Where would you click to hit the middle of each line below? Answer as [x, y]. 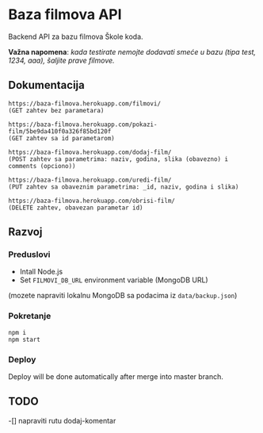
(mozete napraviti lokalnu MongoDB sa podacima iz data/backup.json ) [123, 296]
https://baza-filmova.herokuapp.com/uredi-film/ [90, 180]
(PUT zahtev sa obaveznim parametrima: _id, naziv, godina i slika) [124, 187]
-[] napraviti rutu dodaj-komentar [62, 420]
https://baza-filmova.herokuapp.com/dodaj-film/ [90, 152]
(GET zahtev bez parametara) [56, 110]
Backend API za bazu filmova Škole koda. [76, 36]
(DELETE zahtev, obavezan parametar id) [76, 208]
